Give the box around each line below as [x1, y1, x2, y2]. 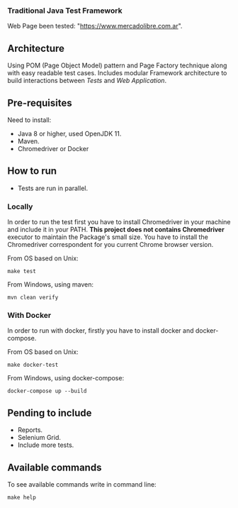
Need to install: [7, 116, 52, 124]
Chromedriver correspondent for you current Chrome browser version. [7, 241, 214, 249]
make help [7, 494, 37, 501]
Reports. [17, 426, 43, 434]
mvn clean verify [7, 294, 59, 302]
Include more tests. [17, 441, 74, 449]
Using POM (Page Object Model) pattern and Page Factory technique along [7, 61, 227, 70]
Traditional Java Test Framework [7, 6, 123, 16]
